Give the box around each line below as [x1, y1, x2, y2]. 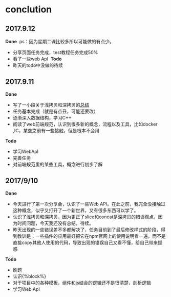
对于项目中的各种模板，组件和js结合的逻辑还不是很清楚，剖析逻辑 [12, 279, 151, 286]
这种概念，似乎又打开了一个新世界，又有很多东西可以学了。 [12, 207, 139, 213]
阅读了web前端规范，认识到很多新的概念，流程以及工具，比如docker [12, 121, 158, 127]
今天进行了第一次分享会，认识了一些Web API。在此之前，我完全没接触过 [12, 201, 165, 207]
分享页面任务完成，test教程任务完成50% [12, 49, 98, 55]
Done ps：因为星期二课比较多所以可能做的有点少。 [5, 39, 114, 44]
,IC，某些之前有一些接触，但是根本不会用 [12, 127, 100, 133]
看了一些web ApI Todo [12, 56, 62, 62]
